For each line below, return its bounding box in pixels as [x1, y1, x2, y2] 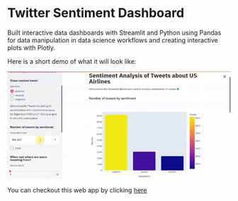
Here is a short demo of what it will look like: [7, 57, 137, 65]
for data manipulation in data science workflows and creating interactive [7, 35, 218, 44]
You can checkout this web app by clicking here [7, 186, 147, 195]
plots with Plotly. [7, 43, 55, 52]
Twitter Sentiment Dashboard [7, 5, 185, 21]
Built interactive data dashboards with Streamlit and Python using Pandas [7, 28, 222, 37]
